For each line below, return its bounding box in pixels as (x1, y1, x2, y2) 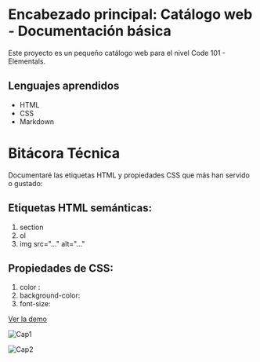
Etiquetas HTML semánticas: (8, 202, 153, 215)
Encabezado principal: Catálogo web (8, 5, 253, 24)
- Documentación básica (8, 22, 172, 40)
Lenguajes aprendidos (8, 79, 120, 93)
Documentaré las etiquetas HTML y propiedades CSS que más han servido (8, 170, 251, 180)
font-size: (19, 299, 51, 309)
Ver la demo (8, 314, 47, 324)
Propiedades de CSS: (8, 261, 114, 275)
